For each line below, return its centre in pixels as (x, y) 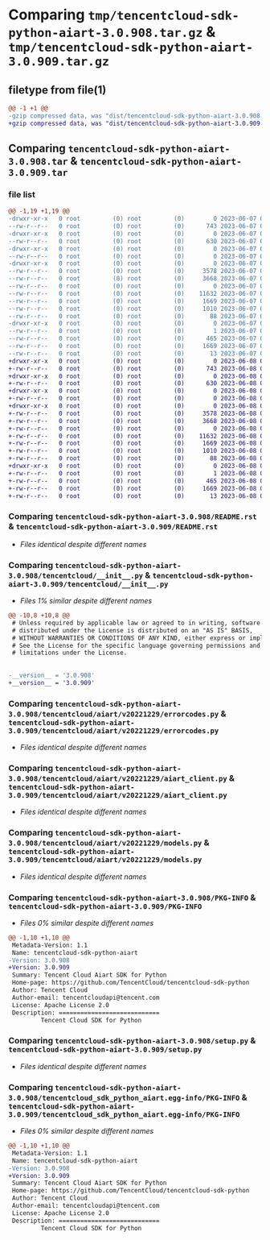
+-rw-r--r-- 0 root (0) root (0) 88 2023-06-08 (133, 458)
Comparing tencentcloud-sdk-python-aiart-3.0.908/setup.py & (132, 1041)
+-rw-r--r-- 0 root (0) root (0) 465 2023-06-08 (133, 481)
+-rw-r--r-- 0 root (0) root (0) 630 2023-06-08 (133, 384)
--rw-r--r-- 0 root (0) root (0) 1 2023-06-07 (133, 331)
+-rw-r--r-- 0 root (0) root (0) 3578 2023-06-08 (133, 413)
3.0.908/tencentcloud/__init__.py (76, 575)
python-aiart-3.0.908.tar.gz (106, 33)
